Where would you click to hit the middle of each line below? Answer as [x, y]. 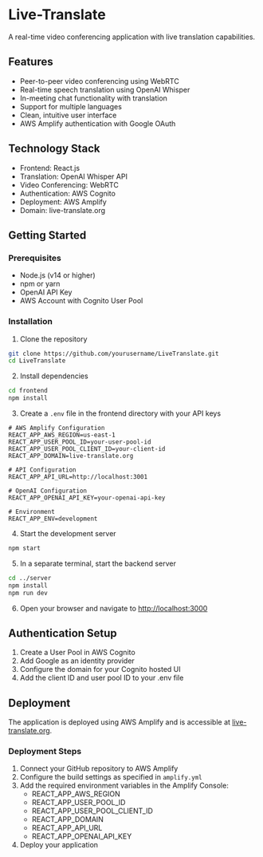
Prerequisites [35, 258]
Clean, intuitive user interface [68, 115]
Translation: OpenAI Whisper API [73, 176]
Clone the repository [53, 339]
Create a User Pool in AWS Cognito [77, 653]
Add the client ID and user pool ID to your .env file [102, 678]
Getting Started [47, 235]
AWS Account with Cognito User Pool [81, 301]
